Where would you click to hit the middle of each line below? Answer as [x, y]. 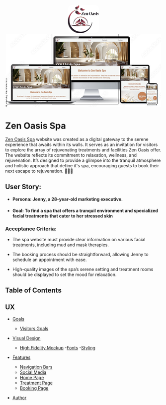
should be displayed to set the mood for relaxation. [64, 274]
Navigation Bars [36, 367]
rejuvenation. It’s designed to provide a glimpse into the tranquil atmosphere [83, 160]
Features [21, 357]
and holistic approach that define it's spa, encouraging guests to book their [82, 166]
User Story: [23, 186]
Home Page [32, 378]
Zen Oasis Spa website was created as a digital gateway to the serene [77, 139]
